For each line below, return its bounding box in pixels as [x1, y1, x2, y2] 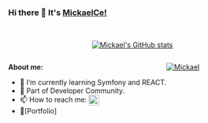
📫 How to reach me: [19, 95, 87, 105]
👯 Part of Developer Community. [19, 86, 124, 95]
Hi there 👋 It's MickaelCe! [8, 7, 108, 18]
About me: [8, 62, 43, 72]
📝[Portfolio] [19, 106, 58, 116]
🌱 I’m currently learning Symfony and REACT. [19, 78, 167, 88]
